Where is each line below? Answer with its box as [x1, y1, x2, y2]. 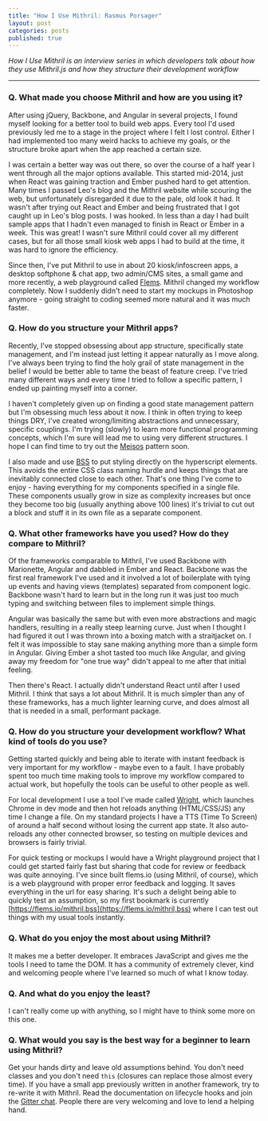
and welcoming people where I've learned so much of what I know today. [8, 967, 249, 977]
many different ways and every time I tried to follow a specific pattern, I [8, 374, 242, 384]
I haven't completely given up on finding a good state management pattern [8, 398, 254, 408]
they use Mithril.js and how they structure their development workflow [8, 65, 239, 74]
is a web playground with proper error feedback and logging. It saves [8, 879, 235, 888]
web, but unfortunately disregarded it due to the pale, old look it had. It [8, 194, 241, 203]
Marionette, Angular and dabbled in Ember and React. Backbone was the [8, 565, 247, 575]
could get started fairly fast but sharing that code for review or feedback [8, 862, 246, 871]
